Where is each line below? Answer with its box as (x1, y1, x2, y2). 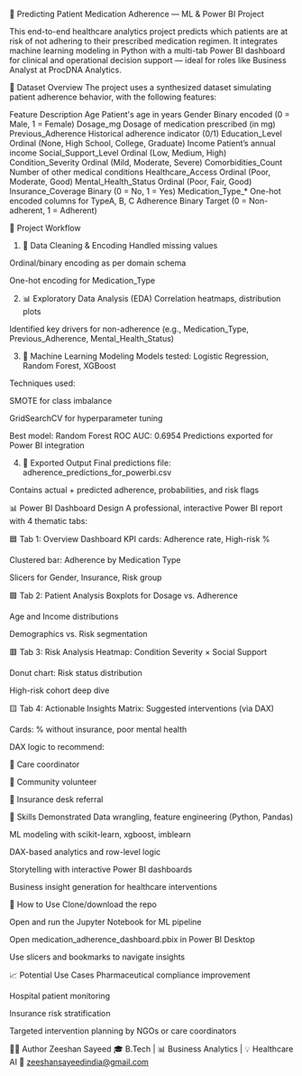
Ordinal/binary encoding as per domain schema (9, 257, 187, 268)
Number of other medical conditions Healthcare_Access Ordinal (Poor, (9, 167, 270, 177)
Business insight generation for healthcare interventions (9, 882, 218, 892)
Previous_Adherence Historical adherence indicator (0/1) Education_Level (9, 128, 282, 139)
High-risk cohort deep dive (9, 685, 110, 696)
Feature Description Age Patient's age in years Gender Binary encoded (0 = (9, 109, 290, 119)
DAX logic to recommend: (9, 742, 105, 752)
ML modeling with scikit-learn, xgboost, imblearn (9, 829, 191, 839)
